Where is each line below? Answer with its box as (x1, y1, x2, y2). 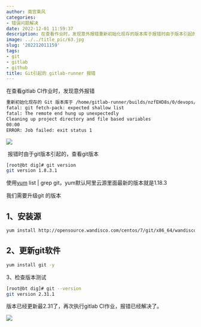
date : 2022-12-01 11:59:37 (6, 25, 74, 32)
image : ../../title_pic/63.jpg (6, 37, 84, 43)
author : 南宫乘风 (6, 8, 46, 15)
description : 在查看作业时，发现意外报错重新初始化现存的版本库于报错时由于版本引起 (6, 31, 193, 37)
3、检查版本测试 (6, 274, 47, 281)
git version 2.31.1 (6, 291, 55, 297)
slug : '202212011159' (6, 43, 60, 49)
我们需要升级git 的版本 (6, 192, 62, 199)
